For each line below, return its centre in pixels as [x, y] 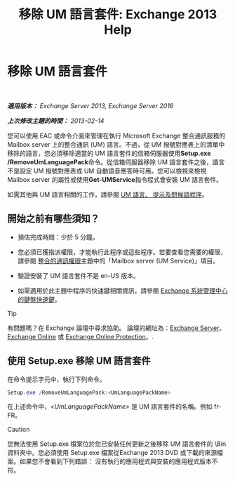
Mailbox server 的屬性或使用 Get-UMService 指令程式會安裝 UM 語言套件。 [115, 179]
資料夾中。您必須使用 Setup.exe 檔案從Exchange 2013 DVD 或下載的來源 [112, 453]
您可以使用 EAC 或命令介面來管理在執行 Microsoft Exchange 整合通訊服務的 [116, 136]
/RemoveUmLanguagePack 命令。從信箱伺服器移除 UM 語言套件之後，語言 [116, 162]
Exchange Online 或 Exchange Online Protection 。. [81, 336]
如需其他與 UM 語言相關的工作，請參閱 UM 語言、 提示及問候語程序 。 [108, 195]
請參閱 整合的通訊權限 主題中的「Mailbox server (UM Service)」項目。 [118, 261]
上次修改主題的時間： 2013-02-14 [56, 121]
